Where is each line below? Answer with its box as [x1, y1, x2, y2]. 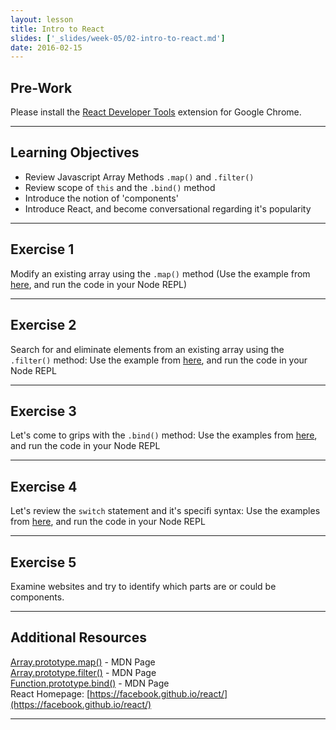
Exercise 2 [10, 317, 77, 334]
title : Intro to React [10, 24, 105, 34]
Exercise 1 [10, 241, 75, 258]
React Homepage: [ [10, 687, 91, 700]
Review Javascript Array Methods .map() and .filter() [24, 171, 255, 183]
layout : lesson [10, 14, 74, 25]
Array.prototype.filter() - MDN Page [10, 666, 157, 678]
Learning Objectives [10, 144, 140, 161]
